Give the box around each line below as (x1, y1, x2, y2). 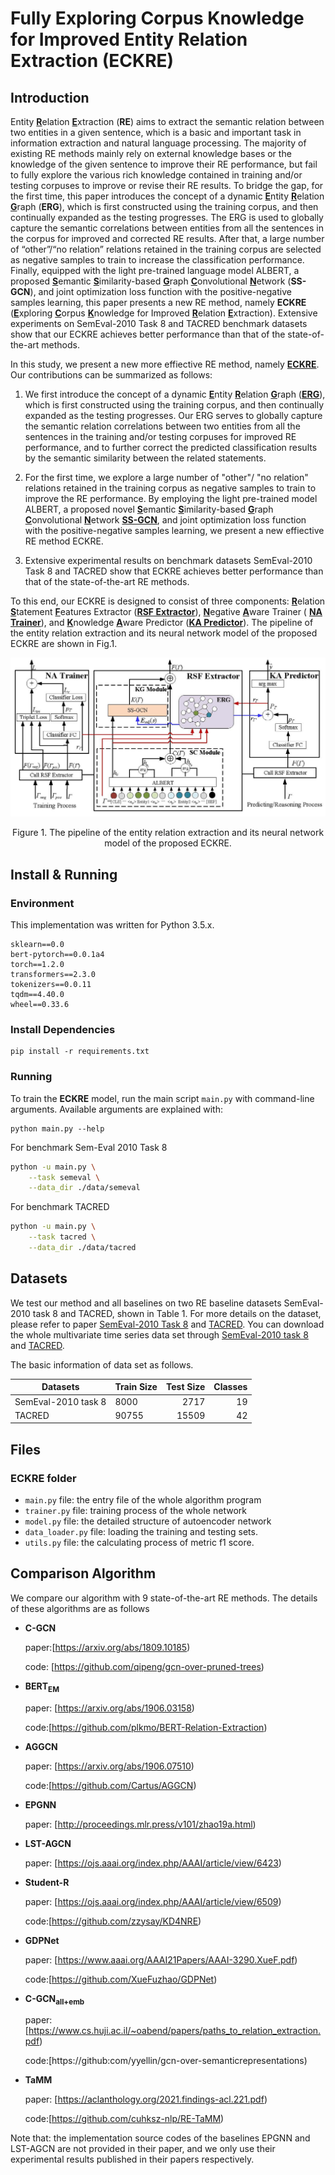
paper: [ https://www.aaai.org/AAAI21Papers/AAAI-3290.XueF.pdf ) (24, 1953, 298, 1966)
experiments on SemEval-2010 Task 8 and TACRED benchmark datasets (10, 318, 308, 329)
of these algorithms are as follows (10, 1602, 150, 1614)
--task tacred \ (28, 1232, 97, 1242)
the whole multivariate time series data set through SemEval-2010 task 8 (10, 1328, 309, 1341)
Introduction (10, 89, 90, 106)
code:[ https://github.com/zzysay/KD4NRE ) (24, 1915, 202, 1927)
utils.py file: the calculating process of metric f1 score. (24, 1536, 255, 1548)
